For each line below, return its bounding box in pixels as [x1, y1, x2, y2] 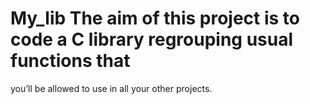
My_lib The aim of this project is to [10, 7, 301, 30]
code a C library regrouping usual [10, 28, 294, 51]
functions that [10, 50, 131, 72]
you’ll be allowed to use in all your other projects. [10, 82, 213, 94]
